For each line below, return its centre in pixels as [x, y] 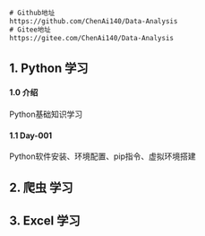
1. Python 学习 [49, 68]
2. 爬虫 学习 [41, 187]
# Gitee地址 [30, 30]
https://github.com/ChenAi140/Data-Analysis [94, 21]
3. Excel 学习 [45, 221]
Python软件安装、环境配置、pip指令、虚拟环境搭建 [103, 156]
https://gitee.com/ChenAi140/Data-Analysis [92, 38]
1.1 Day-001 [31, 135]
